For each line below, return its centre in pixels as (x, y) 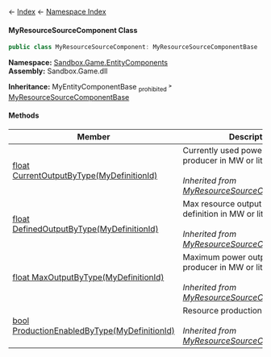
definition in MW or (219, 214)
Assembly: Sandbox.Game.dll (58, 71)
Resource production (222, 311)
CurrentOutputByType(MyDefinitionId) (85, 176)
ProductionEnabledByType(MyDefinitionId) (94, 331)
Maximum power (214, 257)
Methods (24, 115)
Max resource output (222, 204)
